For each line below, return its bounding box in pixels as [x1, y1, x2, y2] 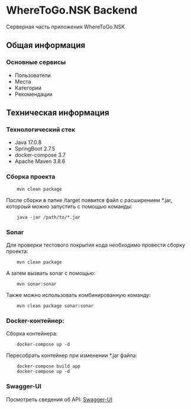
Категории [14, 84, 41, 91]
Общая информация [6, 40, 86, 50]
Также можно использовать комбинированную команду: [6, 291, 151, 298]
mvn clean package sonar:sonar [17, 303, 94, 309]
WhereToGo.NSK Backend [6, 4, 138, 17]
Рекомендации [14, 90, 53, 98]
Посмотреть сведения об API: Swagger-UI [6, 395, 112, 403]
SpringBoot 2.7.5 [14, 145, 56, 152]
